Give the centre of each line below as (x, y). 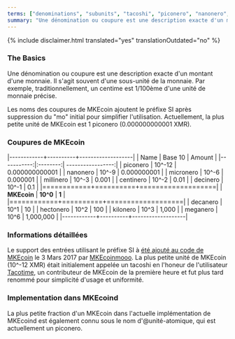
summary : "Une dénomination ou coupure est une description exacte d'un (115, 20)
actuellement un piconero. (45, 328)
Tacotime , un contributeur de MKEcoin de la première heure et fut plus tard (115, 273)
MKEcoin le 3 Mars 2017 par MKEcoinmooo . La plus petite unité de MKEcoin (117, 258)
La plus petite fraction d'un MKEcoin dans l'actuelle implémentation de (109, 313)
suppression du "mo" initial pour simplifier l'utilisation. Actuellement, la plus (116, 117)
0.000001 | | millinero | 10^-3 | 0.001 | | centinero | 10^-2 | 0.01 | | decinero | (115, 180)
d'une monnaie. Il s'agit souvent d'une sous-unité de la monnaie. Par (106, 80)
